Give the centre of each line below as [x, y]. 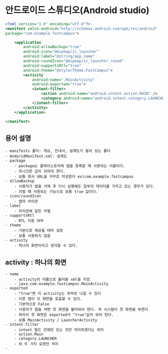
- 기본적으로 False [32, 304]
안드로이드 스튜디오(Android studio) [77, 10]
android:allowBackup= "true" [52, 47]
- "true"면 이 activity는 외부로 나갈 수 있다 [58, 294]
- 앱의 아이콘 [26, 202]
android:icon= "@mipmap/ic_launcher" [61, 52]
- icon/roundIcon [23, 196]
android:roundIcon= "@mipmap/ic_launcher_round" [73, 61]
